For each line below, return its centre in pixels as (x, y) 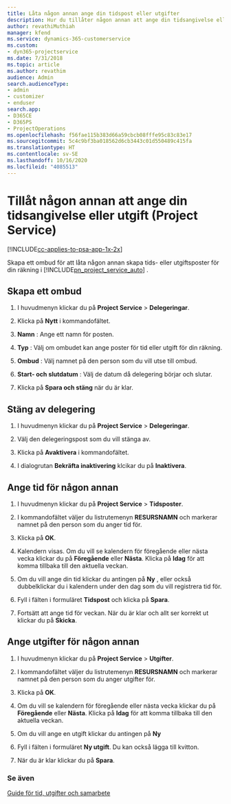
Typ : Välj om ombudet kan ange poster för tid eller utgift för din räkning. (120, 348)
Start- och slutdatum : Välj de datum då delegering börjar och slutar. (115, 375)
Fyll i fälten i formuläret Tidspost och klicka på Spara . (93, 600)
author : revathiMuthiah (41, 26)
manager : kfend (29, 33)
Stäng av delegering (51, 409)
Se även (21, 778)
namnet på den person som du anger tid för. (79, 524)
